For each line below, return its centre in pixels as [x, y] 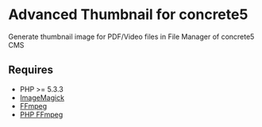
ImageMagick [42, 98]
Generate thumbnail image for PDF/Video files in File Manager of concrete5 [131, 37]
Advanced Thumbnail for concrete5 [128, 15]
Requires [31, 70]
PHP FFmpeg [41, 114]
